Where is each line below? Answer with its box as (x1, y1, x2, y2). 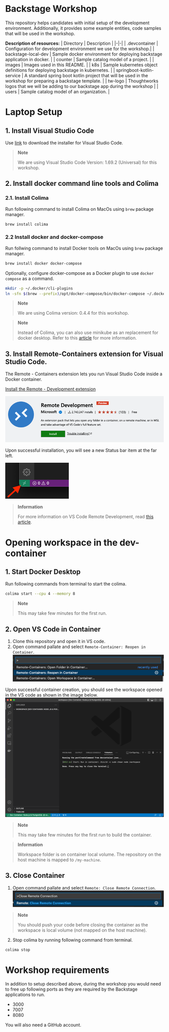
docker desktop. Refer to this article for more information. (17, 335, 137, 341)
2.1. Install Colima (5, 194, 49, 202)
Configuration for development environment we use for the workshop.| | (5, 45, 154, 52)
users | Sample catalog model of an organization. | (5, 88, 110, 94)
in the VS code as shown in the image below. (5, 692, 98, 698)
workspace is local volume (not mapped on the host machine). (17, 927, 147, 933)
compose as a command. (5, 275, 54, 281)
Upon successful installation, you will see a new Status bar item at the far (5, 448, 157, 454)
